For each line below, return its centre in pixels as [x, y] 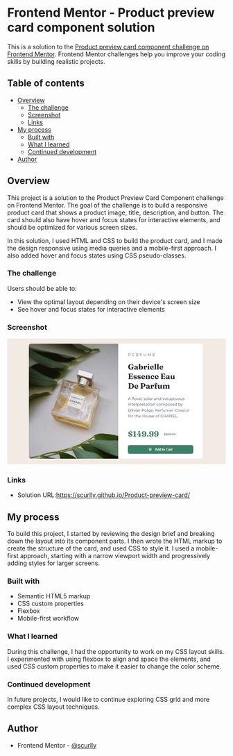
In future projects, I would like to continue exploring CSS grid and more [109, 699]
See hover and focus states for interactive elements [91, 309]
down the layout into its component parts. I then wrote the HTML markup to [115, 541]
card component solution [81, 27]
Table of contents [46, 84]
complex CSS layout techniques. [53, 707]
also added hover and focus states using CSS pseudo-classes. [97, 255]
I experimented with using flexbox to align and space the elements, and [109, 659]
